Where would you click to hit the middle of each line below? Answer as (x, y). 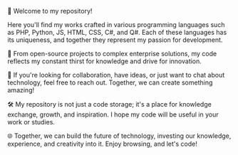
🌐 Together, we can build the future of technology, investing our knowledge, (119, 136)
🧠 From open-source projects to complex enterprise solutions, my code (112, 54)
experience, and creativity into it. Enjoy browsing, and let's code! (102, 144)
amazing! (21, 90)
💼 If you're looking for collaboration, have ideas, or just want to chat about (116, 75)
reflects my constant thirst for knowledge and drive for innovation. (104, 61)
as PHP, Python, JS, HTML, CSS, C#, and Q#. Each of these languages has (117, 32)
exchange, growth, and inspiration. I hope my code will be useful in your (113, 114)
